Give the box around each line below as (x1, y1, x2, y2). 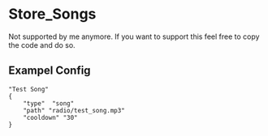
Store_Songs (8, 5, 97, 23)
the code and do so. (8, 40, 76, 49)
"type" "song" (23, 99, 75, 108)
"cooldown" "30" (23, 113, 79, 121)
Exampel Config (8, 64, 91, 78)
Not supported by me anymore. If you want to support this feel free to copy (8, 32, 260, 41)
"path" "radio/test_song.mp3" (23, 106, 126, 114)
